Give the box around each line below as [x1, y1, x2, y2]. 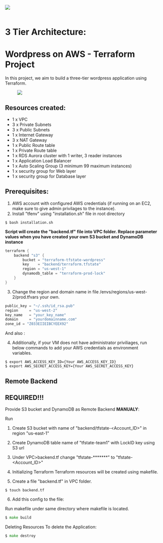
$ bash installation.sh [5, 220, 54, 225]
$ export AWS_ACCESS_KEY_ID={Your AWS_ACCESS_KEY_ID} [5, 360, 117, 364]
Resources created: [5, 104, 66, 112]
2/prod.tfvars [12, 294, 39, 300]
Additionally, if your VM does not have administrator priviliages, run [12, 340, 147, 345]
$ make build [5, 515, 32, 520]
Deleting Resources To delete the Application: [5, 524, 97, 530]
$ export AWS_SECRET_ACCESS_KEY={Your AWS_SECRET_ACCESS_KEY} [5, 364, 134, 369]
